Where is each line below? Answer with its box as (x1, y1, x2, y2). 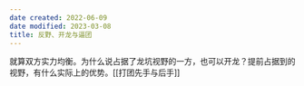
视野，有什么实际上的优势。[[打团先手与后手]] (9, 67, 181, 78)
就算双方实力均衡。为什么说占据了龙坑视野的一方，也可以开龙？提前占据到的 (9, 56, 296, 67)
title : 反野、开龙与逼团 (9, 30, 93, 39)
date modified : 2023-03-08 (9, 22, 112, 31)
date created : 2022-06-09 (9, 13, 107, 23)
